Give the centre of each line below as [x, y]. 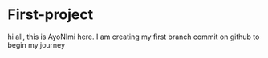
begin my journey [37, 44]
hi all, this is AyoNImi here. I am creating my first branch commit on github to [134, 37]
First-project [51, 15]
